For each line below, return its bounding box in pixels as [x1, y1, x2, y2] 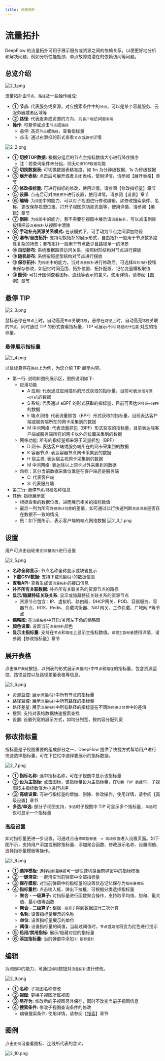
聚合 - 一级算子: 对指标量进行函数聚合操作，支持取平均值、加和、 [19, 892, 152, 898]
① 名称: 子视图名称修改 [12, 986, 62, 992]
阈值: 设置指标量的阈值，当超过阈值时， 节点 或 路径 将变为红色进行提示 [19, 924, 158, 930]
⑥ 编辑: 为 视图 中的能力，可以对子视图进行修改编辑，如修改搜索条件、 [12, 198, 155, 204]
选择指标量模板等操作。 [5, 848, 53, 854]
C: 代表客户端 [27, 474, 55, 480]
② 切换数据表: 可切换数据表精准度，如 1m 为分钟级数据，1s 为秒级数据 [12, 167, 157, 173]
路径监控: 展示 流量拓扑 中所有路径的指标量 [12, 698, 95, 704]
